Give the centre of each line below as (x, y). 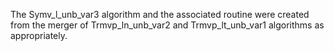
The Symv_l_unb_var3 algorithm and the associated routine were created (160, 14)
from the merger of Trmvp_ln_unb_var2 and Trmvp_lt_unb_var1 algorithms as (167, 25)
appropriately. (39, 35)
